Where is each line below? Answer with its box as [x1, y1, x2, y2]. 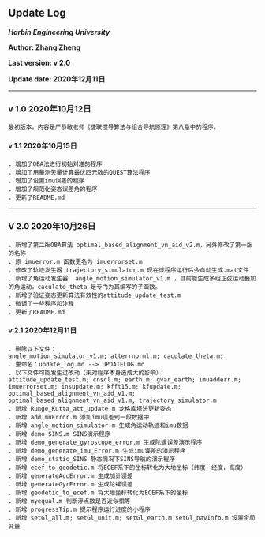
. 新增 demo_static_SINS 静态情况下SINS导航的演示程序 [8, 455, 176, 463]
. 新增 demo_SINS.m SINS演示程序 [8, 430, 111, 437]
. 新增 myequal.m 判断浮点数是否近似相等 [8, 497, 131, 505]
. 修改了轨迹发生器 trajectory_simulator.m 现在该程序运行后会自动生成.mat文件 [8, 266, 250, 274]
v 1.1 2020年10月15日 [8, 141, 77, 150]
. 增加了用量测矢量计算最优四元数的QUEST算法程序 [8, 169, 151, 177]
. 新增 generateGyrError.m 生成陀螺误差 [8, 480, 133, 488]
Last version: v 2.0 [8, 58, 71, 67]
